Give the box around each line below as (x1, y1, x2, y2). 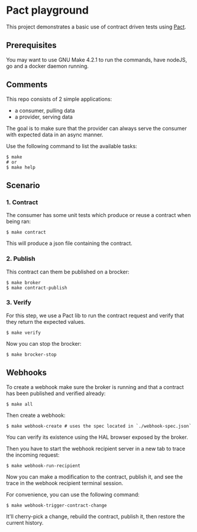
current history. (6, 519, 44, 526)
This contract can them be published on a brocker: (6, 268, 130, 275)
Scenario (6, 180, 40, 190)
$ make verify (6, 330, 41, 336)
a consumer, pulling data (14, 107, 75, 114)
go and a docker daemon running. (6, 62, 89, 69)
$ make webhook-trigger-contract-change (6, 502, 108, 508)
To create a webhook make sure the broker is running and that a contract (6, 383, 185, 390)
